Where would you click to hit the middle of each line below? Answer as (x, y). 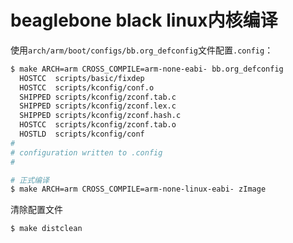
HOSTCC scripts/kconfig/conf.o (87, 87)
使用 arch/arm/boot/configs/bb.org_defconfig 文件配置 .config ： (142, 50)
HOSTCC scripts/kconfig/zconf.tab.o (98, 125)
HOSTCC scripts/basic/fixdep (82, 78)
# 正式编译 (30, 180)
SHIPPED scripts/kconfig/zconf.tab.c (98, 97)
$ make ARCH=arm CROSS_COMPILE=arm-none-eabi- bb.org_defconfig (147, 69)
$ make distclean (46, 229)
